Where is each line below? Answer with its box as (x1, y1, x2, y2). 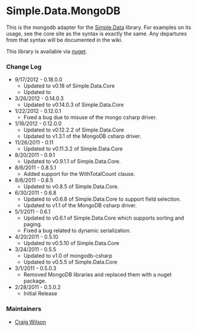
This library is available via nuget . (6, 47, 87, 54)
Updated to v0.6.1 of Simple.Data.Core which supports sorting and (23, 214, 185, 221)
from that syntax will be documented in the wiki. (6, 36, 123, 43)
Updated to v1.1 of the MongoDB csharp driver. (23, 202, 137, 209)
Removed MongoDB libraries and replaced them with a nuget (23, 271, 172, 278)
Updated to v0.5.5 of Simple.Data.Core (23, 259, 118, 266)
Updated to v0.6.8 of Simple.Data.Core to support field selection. (23, 195, 181, 203)
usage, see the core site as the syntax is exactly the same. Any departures (6, 30, 187, 37)
